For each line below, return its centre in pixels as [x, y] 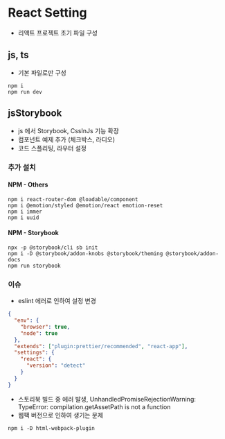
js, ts [19, 55]
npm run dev [25, 92]
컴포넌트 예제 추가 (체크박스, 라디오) [66, 139]
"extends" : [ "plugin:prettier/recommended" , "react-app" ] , [101, 346]
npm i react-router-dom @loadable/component [73, 199]
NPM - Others [28, 184]
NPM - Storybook [34, 233]
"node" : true [39, 333]
